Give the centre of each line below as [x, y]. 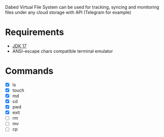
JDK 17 [19, 46]
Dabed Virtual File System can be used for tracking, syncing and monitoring [82, 7]
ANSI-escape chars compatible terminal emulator [62, 51]
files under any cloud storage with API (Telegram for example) [68, 12]
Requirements [35, 32]
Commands [29, 71]
